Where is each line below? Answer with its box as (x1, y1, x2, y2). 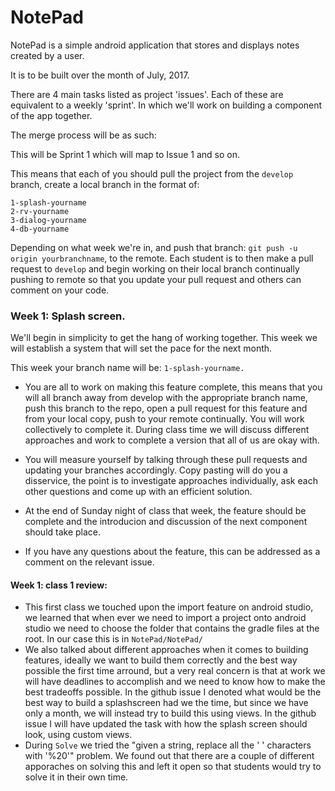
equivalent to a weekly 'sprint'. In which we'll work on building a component (10, 99, 323, 111)
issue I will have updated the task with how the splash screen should (24, 718, 308, 730)
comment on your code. (10, 284, 110, 296)
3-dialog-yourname (10, 215, 87, 225)
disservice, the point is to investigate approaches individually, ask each (24, 475, 318, 487)
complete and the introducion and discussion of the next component (24, 516, 308, 528)
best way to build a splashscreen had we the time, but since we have (24, 697, 309, 709)
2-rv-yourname (10, 206, 70, 216)
